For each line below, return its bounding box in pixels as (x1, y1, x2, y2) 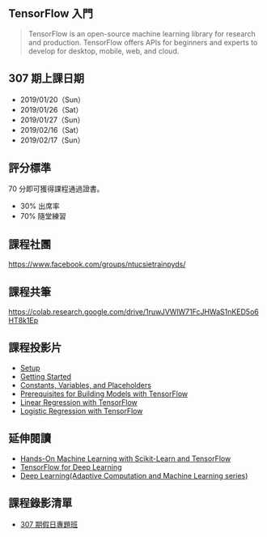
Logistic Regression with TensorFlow (19, 406, 143, 416)
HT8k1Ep (8, 316, 39, 326)
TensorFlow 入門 (8, 6, 93, 21)
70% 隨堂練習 (19, 211, 67, 221)
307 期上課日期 (8, 71, 85, 86)
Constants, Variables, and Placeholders (19, 380, 152, 390)
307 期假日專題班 (19, 519, 78, 529)
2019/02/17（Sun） (19, 135, 85, 145)
